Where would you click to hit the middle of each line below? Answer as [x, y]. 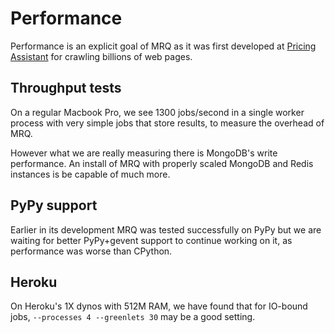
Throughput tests [66, 88]
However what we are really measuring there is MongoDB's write [144, 153]
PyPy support [54, 205]
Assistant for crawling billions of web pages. [101, 56]
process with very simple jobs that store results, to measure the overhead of [167, 123]
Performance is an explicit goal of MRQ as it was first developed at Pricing [163, 46]
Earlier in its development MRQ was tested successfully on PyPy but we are [166, 229]
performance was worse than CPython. [91, 251]
